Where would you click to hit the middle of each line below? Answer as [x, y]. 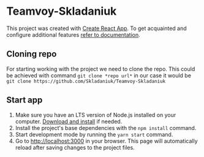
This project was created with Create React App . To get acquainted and [96, 28]
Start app [25, 100]
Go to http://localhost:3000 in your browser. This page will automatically [106, 141]
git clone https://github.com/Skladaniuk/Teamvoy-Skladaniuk [86, 81]
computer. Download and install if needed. [69, 121]
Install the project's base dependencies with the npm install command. [106, 128]
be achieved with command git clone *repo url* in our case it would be [99, 75]
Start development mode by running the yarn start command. [94, 134]
